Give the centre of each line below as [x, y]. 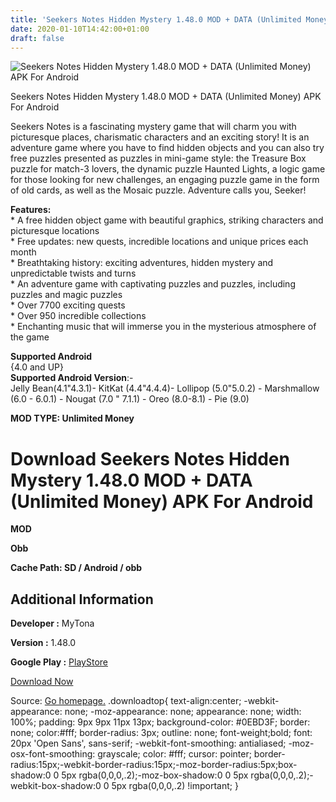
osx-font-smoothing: [53, 754]
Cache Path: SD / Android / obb [76, 568]
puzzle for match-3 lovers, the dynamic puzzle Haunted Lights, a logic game [168, 169]
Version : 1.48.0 [43, 643]
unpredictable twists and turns [73, 273]
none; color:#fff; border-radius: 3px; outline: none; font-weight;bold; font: [161, 733]
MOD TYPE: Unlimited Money [72, 418]
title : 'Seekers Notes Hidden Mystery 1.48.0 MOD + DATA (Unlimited [156, 19]
